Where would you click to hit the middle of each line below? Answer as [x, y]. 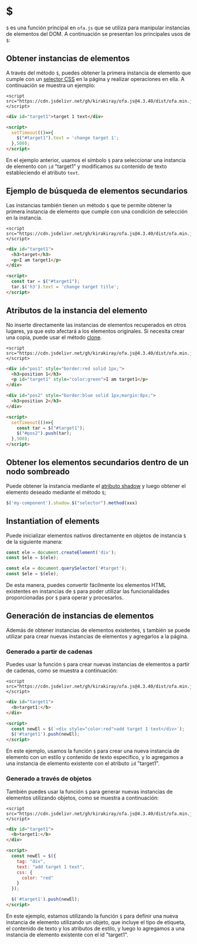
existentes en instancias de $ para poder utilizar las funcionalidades [88, 591]
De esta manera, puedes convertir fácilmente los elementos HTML [86, 585]
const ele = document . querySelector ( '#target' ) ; [67, 568]
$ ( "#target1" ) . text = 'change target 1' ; [68, 138]
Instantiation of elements [53, 521]
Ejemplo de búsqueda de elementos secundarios [97, 191]
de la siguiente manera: [34, 541]
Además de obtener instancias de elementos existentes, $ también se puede [98, 630]
